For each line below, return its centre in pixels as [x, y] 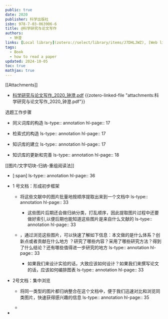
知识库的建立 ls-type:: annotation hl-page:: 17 [59, 144]
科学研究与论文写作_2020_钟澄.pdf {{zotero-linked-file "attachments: [83, 95]
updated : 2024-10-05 [27, 61]
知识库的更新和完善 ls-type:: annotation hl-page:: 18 [66, 155]
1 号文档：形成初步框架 [36, 186]
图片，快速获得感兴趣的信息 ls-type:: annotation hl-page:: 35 [87, 297]
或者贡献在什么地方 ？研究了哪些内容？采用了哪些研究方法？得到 [95, 241]
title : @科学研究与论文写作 [31, 29]
